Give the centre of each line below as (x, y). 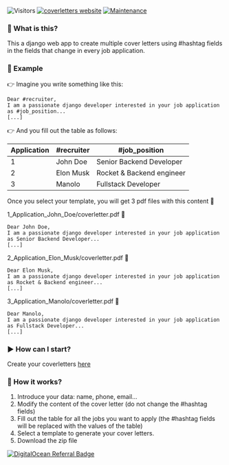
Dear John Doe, (29, 227)
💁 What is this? (33, 28)
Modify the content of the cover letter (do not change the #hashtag (112, 404)
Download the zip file (47, 441)
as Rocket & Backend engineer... (55, 282)
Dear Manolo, (26, 314)
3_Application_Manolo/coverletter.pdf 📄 (63, 301)
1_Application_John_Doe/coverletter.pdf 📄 (66, 214)
